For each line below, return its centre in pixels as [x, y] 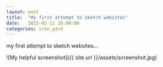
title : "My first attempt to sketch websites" [67, 18]
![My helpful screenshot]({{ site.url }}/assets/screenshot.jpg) [82, 57]
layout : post [23, 12]
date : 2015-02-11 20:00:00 [43, 23]
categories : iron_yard [35, 29]
